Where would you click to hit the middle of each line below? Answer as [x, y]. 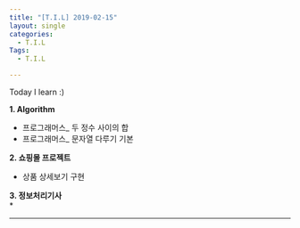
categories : [31, 34]
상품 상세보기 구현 [53, 176]
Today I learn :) [37, 92]
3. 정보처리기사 [36, 195]
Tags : [19, 51]
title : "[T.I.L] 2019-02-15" [63, 17]
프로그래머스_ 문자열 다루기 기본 [78, 138]
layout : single [37, 26]
